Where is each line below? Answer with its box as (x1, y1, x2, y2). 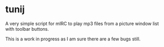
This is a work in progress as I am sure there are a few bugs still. (5, 36, 141, 42)
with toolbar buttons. (5, 26, 50, 32)
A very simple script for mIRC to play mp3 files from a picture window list (5, 20, 159, 27)
